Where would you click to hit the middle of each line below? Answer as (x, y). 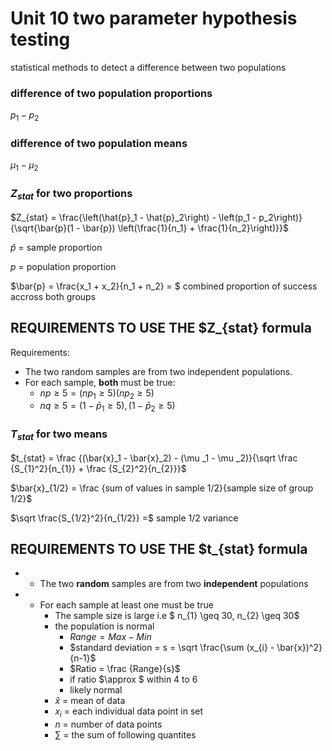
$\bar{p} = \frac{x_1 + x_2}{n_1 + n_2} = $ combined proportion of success (164, 286)
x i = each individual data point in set (129, 712)
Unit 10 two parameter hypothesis (154, 18)
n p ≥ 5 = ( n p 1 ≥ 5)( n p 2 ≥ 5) (97, 394)
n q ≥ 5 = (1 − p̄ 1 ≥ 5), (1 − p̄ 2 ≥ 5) (107, 407)
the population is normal (104, 626)
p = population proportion (63, 266)
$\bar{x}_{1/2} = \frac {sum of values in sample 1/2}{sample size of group (162, 488)
